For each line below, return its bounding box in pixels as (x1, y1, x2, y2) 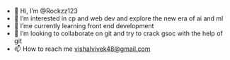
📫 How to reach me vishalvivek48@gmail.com (13, 44, 151, 53)
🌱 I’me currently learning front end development (13, 22, 154, 30)
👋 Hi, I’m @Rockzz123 (13, 7, 78, 15)
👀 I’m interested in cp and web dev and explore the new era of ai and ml (13, 14, 224, 23)
